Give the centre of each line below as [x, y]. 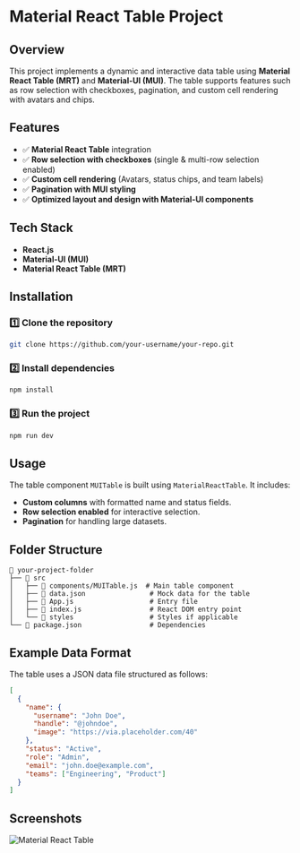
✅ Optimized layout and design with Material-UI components [137, 199]
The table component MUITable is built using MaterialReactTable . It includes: [150, 485]
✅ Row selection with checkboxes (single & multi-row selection [141, 159]
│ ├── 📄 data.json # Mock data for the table [130, 594]
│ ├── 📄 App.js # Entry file [104, 602]
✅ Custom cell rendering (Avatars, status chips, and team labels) [143, 179]
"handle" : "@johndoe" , [75, 724]
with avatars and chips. [52, 99]
